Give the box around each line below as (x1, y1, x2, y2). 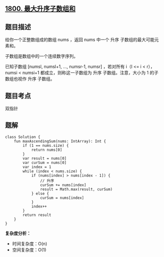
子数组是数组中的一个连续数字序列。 (5, 53, 78, 59)
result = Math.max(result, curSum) (40, 187, 113, 192)
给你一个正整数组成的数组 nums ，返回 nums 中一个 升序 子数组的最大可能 (5, 37, 155, 43)
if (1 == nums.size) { (23, 143, 69, 148)
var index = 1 (23, 164, 51, 169)
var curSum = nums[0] (23, 160, 67, 165)
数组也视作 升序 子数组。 (5, 76, 55, 82)
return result (23, 212, 51, 217)
